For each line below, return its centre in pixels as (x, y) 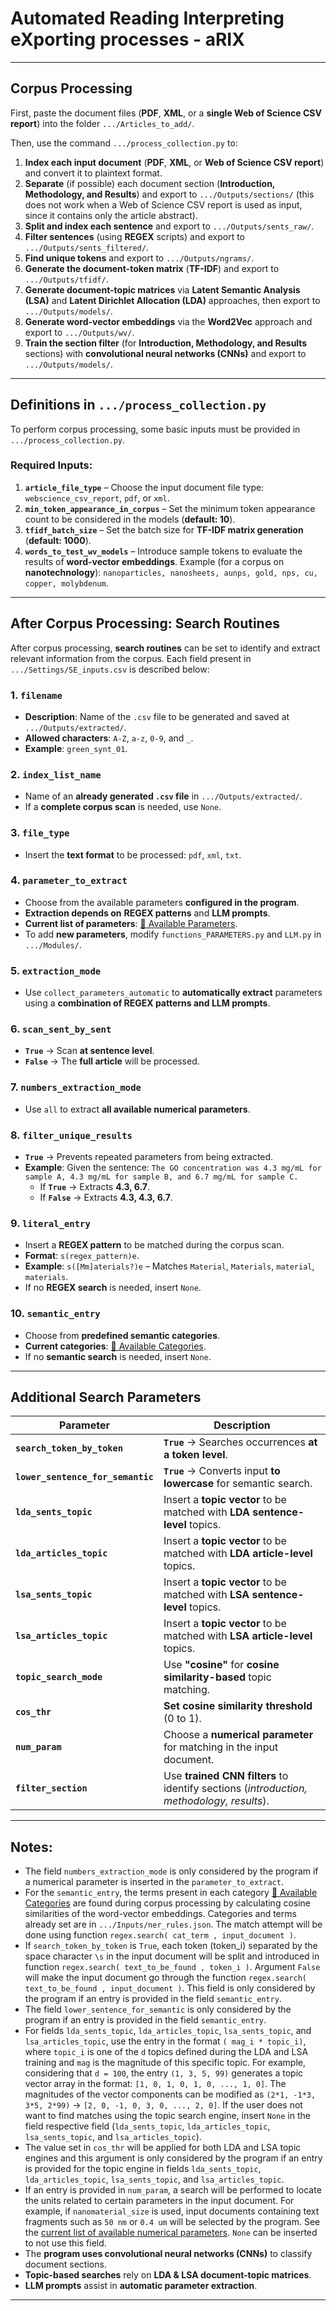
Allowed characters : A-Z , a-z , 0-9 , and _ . (109, 738)
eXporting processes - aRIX (127, 39)
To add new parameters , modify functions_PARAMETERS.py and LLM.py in (173, 934)
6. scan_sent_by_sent (61, 1029)
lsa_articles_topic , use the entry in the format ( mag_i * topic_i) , (165, 2041)
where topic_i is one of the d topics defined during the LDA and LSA (166, 2052)
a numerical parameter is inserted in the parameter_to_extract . (154, 1882)
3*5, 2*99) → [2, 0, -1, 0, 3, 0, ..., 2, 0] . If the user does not (163, 2105)
